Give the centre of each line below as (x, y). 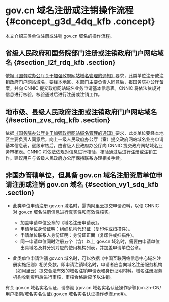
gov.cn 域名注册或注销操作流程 (69, 10)
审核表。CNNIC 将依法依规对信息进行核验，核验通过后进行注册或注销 (81, 152)
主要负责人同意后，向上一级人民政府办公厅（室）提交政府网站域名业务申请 (87, 139)
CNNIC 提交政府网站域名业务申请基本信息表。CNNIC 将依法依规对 (92, 88)
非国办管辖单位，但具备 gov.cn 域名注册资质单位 (80, 175)
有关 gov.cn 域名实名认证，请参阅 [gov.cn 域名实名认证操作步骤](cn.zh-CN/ (83, 288)
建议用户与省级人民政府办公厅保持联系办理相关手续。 (69, 158)
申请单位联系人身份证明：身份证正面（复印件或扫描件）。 (78, 235)
